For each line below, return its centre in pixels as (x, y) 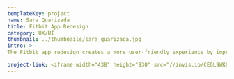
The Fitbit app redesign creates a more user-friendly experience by (110, 53)
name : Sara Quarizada (39, 20)
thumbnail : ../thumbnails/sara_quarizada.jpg (74, 39)
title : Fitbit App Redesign (48, 26)
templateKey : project (39, 14)
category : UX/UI (31, 33)
